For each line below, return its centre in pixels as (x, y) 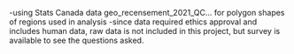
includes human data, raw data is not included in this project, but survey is (145, 31)
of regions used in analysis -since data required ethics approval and (133, 22)
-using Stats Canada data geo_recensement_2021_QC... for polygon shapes (147, 13)
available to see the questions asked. (77, 40)
